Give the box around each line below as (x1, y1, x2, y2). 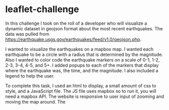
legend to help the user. (5, 73, 55, 79)
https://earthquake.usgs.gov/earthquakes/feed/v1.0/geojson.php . (5, 36, 142, 42)
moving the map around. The (5, 98, 66, 104)
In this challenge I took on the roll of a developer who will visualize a (5, 20, 147, 26)
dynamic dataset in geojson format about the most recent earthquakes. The (5, 25, 163, 31)
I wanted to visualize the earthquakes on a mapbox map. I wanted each (5, 46, 154, 52)
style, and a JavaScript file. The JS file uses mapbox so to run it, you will (5, 88, 156, 94)
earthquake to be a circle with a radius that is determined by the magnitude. (5, 51, 163, 58)
